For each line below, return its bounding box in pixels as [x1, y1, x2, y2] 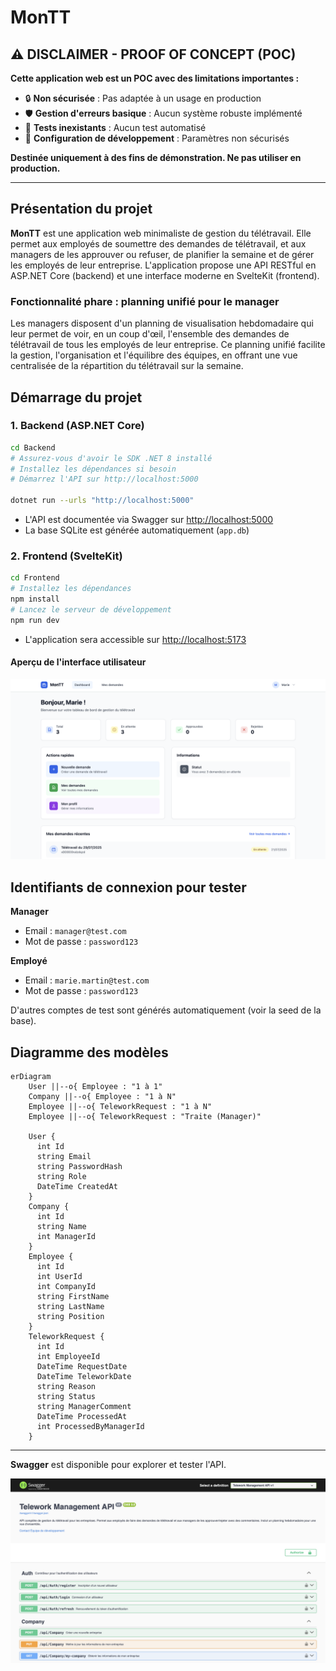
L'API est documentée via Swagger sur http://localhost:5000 [24, 514, 274, 526]
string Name [36, 1221, 87, 1231]
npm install [10, 594, 60, 605]
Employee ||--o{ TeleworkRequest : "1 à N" [28, 1101, 213, 1111]
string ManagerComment [36, 1401, 132, 1411]
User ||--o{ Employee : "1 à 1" [28, 1081, 163, 1091]
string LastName [36, 1301, 105, 1311]
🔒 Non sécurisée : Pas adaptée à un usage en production [24, 92, 262, 104]
